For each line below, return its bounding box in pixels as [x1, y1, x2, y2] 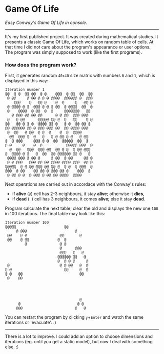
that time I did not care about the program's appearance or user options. [5, 44, 151, 50]
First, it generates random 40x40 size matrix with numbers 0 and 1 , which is [5, 72, 155, 79]
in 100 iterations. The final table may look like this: [5, 211, 105, 217]
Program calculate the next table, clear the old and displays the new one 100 [5, 205, 159, 211]
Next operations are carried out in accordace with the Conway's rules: [5, 181, 146, 187]
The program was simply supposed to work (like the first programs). [5, 49, 143, 55]
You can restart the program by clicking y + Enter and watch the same [5, 314, 144, 320]
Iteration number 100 [5, 220, 49, 225]
